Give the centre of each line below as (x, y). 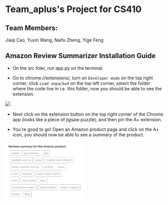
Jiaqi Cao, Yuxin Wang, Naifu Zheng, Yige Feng (54, 40)
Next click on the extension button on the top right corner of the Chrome (88, 114)
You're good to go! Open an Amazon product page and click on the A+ (86, 129)
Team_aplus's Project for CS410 (73, 9)
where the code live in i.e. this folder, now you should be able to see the (87, 88)
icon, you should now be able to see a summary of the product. (78, 134)
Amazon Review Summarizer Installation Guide (80, 56)
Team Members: (32, 28)
